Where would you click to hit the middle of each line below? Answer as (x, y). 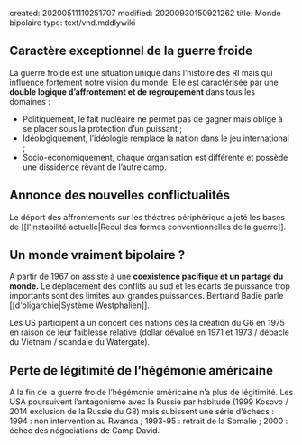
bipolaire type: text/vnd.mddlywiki (73, 23)
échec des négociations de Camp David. (85, 431)
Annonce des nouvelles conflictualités (119, 195)
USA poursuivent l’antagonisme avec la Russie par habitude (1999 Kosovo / (149, 402)
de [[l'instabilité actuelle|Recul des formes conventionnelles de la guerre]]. (148, 227)
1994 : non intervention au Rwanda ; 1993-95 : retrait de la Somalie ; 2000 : (149, 421)
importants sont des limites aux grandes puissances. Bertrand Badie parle (146, 296)
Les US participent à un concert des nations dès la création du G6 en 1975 (147, 323)
